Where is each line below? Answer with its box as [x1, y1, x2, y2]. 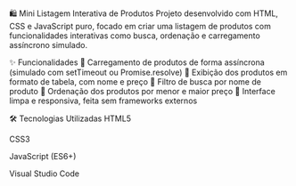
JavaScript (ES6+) [9, 151, 77, 161]
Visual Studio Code [9, 168, 80, 179]
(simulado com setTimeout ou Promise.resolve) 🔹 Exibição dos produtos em [9, 67, 288, 77]
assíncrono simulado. [9, 40, 87, 50]
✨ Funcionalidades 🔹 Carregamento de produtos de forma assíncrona [9, 57, 265, 68]
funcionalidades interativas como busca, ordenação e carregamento [9, 30, 260, 41]
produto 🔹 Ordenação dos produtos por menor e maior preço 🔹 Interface [9, 86, 276, 96]
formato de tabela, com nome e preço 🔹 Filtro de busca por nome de [9, 77, 261, 87]
